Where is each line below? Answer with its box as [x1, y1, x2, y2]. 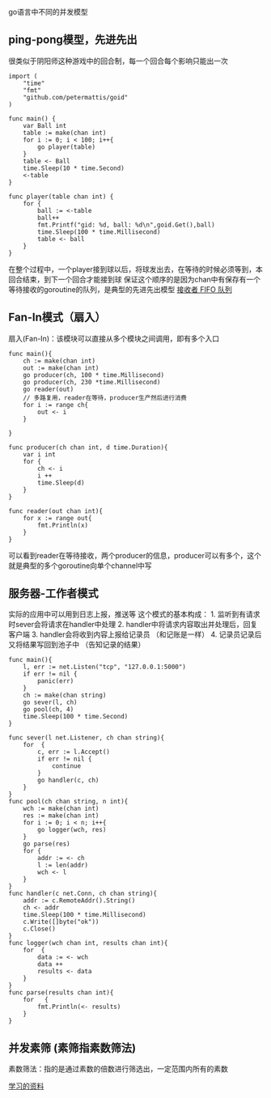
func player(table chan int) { [8, 193, 114, 201]
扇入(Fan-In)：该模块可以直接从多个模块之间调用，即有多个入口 [8, 333, 220, 343]
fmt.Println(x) [37, 521, 89, 529]
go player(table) [37, 142, 95, 151]
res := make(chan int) [23, 812, 100, 820]
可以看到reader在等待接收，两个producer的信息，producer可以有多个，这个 [8, 550, 261, 560]
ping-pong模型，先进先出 [8, 33, 138, 47]
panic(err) [37, 677, 74, 685]
